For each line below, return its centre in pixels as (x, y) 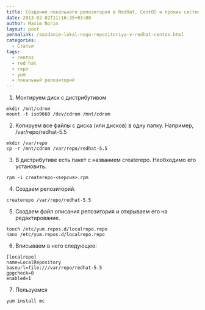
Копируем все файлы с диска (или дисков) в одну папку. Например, (104, 125)
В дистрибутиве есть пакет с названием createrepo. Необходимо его (106, 160)
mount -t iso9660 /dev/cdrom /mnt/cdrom (59, 114)
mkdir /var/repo (27, 143)
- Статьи (23, 46)
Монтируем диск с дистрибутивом (61, 98)
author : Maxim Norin (33, 23)
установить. (31, 166)
